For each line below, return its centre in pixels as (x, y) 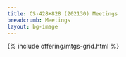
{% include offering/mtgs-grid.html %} (63, 47)
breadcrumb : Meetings (39, 20)
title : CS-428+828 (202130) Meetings (63, 14)
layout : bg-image (33, 26)
